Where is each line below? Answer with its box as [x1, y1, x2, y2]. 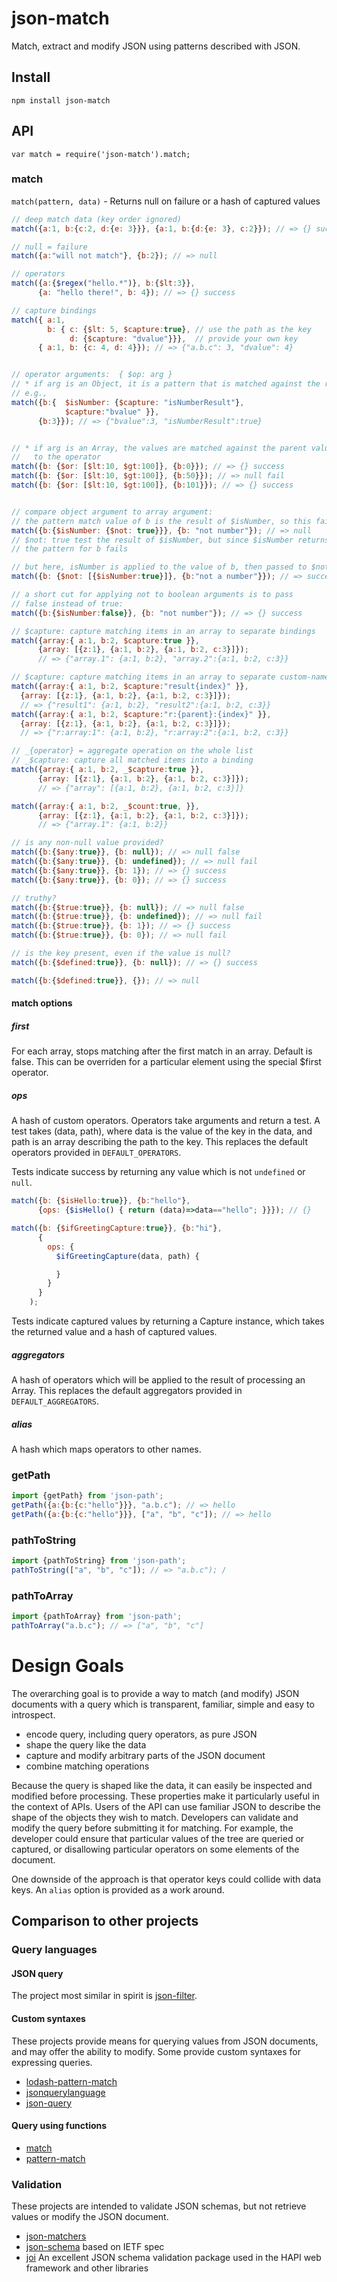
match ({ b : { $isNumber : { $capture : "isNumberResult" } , [11, 397, 245, 407]
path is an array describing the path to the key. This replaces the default [11, 1136, 308, 1148]
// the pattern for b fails [11, 544, 129, 554]
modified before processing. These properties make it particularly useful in [11, 1790, 320, 1802]
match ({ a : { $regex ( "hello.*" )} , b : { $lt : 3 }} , [11, 278, 196, 289]
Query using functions [11, 2120, 108, 2132]
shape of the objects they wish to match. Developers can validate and [11, 1811, 299, 1823]
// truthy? [11, 893, 57, 903]
